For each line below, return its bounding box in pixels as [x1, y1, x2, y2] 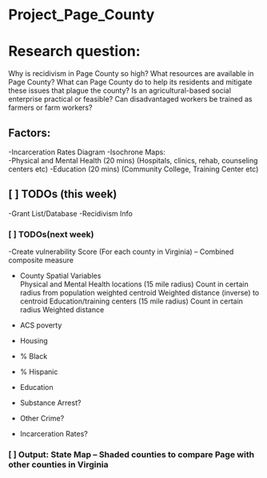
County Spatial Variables [19, 271, 102, 281]
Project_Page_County [8, 6, 155, 24]
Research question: [8, 42, 141, 61]
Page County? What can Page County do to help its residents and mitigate [8, 78, 253, 87]
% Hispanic [19, 367, 58, 377]
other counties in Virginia [8, 459, 110, 470]
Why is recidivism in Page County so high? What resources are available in [8, 69, 254, 78]
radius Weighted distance [19, 305, 105, 315]
